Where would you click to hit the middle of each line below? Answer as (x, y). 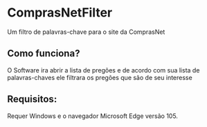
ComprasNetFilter (60, 13)
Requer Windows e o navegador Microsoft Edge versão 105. (93, 116)
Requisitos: (32, 99)
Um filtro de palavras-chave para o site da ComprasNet (86, 32)
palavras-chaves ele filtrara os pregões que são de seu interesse (100, 77)
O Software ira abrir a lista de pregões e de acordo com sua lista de (103, 70)
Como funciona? (44, 53)
